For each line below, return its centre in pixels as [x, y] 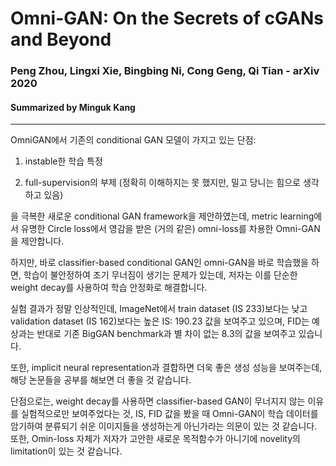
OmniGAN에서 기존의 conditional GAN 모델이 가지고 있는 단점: [133, 140]
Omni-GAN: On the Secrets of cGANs [167, 18]
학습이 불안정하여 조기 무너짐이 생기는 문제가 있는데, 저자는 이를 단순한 [160, 275]
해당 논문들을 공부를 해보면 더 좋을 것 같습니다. [101, 380]
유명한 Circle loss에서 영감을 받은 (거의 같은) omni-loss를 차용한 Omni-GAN [170, 229]
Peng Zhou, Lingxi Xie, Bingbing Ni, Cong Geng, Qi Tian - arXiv [165, 71]
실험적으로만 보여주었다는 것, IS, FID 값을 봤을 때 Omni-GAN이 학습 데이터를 [169, 414]
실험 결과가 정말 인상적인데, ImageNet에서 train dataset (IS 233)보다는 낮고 [159, 309]
